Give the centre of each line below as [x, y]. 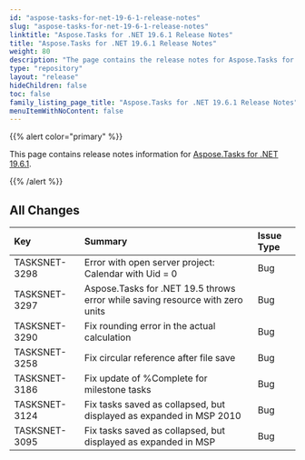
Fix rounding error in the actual [150, 326]
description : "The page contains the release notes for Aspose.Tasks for [152, 60]
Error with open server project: [150, 263]
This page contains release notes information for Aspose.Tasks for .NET [144, 155]
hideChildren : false [49, 85]
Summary [106, 242]
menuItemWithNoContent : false [67, 111]
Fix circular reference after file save [160, 358]
